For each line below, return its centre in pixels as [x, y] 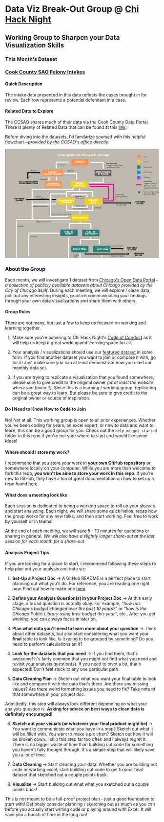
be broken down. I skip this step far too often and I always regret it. [79, 739]
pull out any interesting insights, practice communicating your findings [76, 295]
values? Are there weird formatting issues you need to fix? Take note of [84, 689]
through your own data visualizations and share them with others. [71, 301]
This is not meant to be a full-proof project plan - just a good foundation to [80, 799]
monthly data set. [30, 368]
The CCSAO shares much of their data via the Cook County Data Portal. [77, 122]
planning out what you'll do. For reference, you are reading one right [81, 583]
